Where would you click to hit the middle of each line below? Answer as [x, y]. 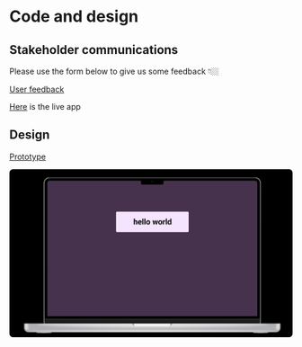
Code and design [74, 17]
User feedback [37, 89]
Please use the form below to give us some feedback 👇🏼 [115, 71]
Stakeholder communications [94, 50]
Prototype [28, 156]
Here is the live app [45, 107]
